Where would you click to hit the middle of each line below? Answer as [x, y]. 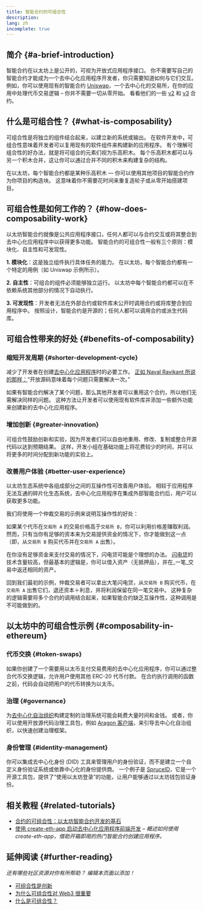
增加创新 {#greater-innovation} [53, 425]
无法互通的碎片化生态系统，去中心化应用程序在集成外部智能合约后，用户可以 [101, 493]
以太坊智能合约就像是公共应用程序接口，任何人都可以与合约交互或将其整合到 [101, 234]
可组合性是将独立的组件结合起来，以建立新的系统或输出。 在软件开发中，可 [100, 137]
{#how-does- [121, 209]
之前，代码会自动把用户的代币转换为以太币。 [62, 684]
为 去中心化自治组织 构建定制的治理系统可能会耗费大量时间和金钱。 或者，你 [100, 715]
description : [23, 18]
